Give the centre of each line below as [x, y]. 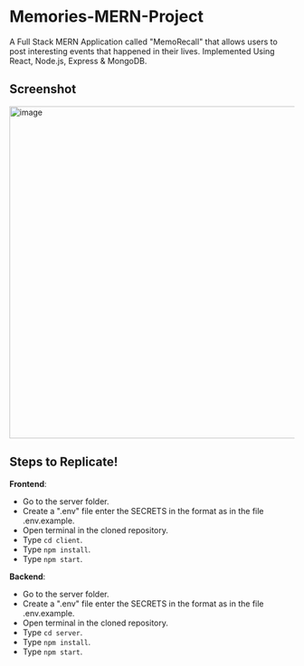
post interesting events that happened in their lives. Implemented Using [142, 51]
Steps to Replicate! [64, 462]
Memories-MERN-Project [107, 17]
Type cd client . [52, 539]
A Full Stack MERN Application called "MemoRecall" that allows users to [143, 42]
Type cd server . [52, 632]
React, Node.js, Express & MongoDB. [78, 61]
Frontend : [28, 483]
